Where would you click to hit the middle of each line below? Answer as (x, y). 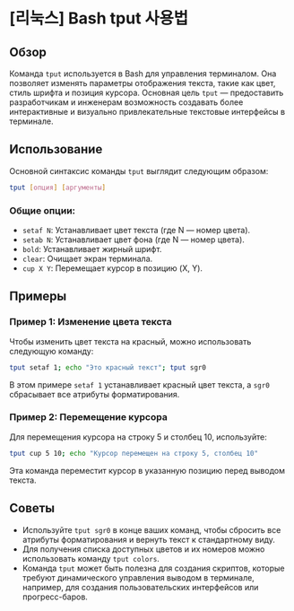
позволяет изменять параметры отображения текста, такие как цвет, (143, 83)
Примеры (38, 297)
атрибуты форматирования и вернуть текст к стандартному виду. (149, 539)
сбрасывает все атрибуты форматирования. (95, 394)
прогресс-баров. (55, 597)
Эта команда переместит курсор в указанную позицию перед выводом (147, 470)
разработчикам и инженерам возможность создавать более (126, 102)
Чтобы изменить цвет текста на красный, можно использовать (130, 341)
